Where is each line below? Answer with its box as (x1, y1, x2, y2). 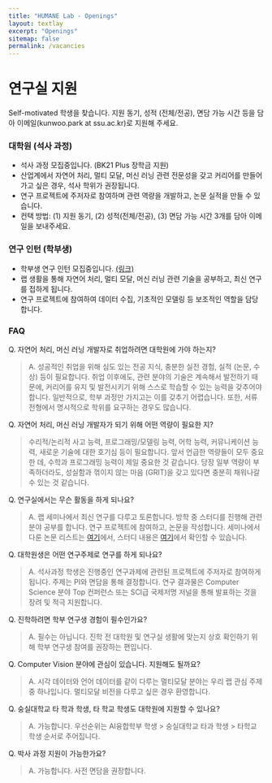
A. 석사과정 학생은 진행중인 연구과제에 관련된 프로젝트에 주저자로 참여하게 (28, 566, 261, 577)
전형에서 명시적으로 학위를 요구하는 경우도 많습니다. (28, 402, 192, 412)
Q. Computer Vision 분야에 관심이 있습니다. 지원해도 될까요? (8, 659, 201, 668)
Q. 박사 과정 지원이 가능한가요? (8, 748, 106, 758)
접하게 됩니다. (28, 283, 73, 293)
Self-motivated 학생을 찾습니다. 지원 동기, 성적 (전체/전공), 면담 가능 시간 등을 (8, 108, 256, 118)
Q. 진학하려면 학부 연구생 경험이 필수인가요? (8, 614, 148, 624)
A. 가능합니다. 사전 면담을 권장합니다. (28, 765, 146, 776)
